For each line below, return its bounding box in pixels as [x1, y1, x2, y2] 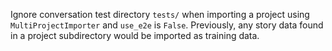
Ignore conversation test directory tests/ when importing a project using [10, 9, 310, 20]
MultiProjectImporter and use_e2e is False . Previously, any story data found [10, 19, 324, 31]
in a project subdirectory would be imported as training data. [10, 30, 260, 41]
